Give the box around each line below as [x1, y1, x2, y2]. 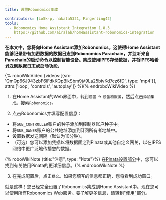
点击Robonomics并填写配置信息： [12, 110, 82, 117]
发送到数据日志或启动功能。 [5, 63, 62, 69]
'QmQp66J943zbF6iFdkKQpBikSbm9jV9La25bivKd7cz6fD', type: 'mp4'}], [5, 78, 157, 84]
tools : [5, 21, 19, 26]
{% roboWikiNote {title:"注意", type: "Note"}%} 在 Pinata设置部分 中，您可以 [5, 156, 158, 162]
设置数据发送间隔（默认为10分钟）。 [12, 133, 85, 139]
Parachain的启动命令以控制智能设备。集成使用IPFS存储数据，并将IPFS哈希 [5, 57, 159, 63]
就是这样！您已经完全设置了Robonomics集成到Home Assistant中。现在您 [5, 184, 155, 190]
